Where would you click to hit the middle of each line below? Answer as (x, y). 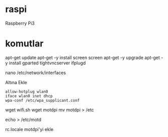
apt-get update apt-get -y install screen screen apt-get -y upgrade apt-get (82, 57)
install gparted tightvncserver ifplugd (47, 63)
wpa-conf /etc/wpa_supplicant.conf (43, 100)
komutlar (24, 44)
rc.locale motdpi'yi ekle (29, 129)
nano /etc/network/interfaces (36, 73)
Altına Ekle (16, 82)
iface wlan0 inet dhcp (29, 96)
